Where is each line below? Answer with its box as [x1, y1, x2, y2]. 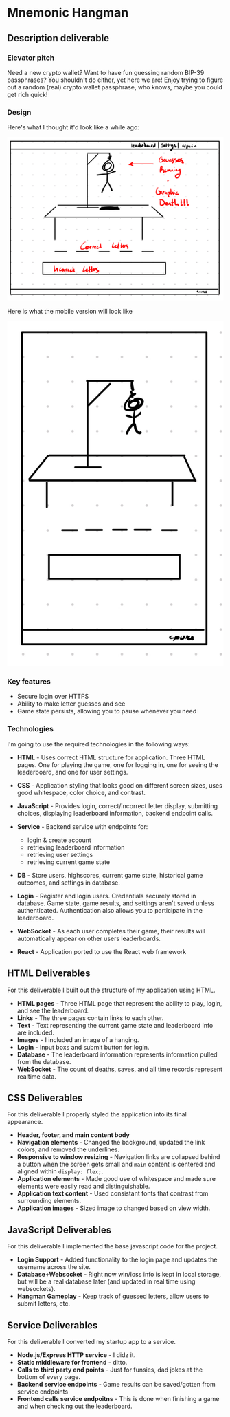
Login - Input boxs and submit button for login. [16, 1043, 150, 1051]
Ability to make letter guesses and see [16, 700, 126, 708]
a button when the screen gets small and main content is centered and [16, 1160, 216, 1169]
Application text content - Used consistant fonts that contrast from [16, 1189, 209, 1198]
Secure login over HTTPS [16, 693, 89, 701]
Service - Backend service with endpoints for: [16, 822, 148, 830]
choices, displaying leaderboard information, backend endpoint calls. [16, 809, 213, 817]
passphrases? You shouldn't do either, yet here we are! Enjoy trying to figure [7, 76, 224, 84]
